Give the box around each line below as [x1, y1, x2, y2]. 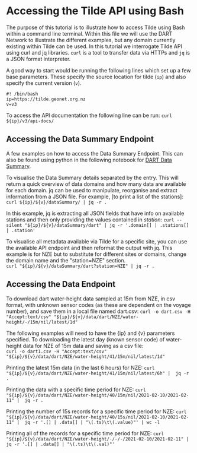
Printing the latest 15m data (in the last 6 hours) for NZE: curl [6, 364, 155, 371]
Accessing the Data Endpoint [6, 279, 116, 289]
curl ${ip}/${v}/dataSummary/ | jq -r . [6, 199, 108, 205]
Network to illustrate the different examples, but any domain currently [6, 36, 176, 43]
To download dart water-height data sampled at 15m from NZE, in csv [6, 295, 176, 302]
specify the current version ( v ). [6, 79, 82, 87]
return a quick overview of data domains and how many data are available [6, 180, 186, 188]
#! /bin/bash [6, 91, 38, 97]
